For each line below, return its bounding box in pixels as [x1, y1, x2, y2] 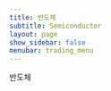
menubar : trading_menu [9, 46, 94, 55]
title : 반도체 [9, 12, 56, 22]
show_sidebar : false [9, 37, 87, 47]
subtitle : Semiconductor [9, 21, 102, 30]
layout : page [9, 29, 58, 38]
